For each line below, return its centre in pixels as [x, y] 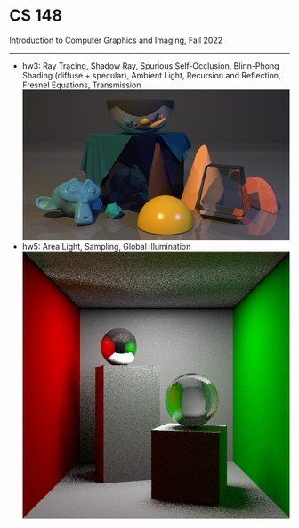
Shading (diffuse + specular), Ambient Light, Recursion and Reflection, [151, 75]
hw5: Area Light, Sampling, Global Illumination [106, 247]
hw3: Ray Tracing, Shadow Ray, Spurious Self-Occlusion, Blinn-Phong [150, 66]
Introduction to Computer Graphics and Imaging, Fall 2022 [116, 40]
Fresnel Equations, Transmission [81, 85]
